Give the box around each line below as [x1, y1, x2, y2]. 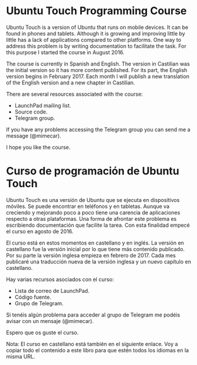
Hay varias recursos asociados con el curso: [6, 276, 114, 283]
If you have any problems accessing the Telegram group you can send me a [6, 126, 191, 133]
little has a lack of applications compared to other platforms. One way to [6, 36, 182, 43]
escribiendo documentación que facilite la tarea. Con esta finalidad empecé [6, 221, 191, 229]
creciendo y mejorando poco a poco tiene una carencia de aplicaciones [6, 208, 180, 216]
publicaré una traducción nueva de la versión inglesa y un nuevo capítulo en [6, 258, 192, 265]
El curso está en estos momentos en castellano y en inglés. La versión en [6, 239, 185, 246]
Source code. [14, 108, 48, 115]
